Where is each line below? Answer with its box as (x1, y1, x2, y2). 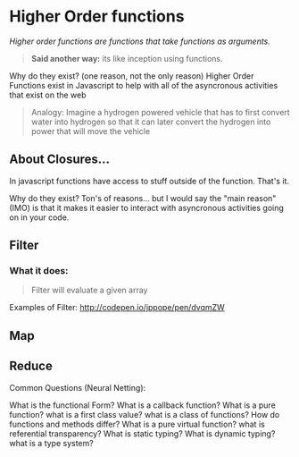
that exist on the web (9, 89, 87, 100)
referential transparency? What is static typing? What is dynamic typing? (9, 427, 276, 439)
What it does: (9, 265, 69, 277)
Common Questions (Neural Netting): (9, 382, 146, 393)
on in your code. (9, 212, 70, 223)
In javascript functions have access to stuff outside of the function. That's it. (9, 175, 290, 186)
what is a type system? (9, 437, 94, 448)
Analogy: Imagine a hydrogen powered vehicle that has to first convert (30, 106, 290, 117)
